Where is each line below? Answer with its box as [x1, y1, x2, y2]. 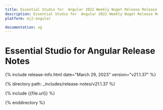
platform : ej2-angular [5, 16, 51, 21]
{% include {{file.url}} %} [5, 90, 55, 96]
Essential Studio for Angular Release [5, 45, 155, 56]
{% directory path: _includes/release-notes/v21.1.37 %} [5, 81, 115, 87]
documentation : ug [5, 25, 42, 29]
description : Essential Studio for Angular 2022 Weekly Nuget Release [5, 12, 153, 16]
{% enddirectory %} [5, 100, 45, 106]
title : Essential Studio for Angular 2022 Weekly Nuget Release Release [5, 7, 158, 12]
